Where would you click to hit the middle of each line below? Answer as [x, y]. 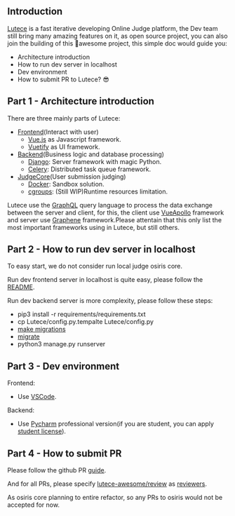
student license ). [42, 431]
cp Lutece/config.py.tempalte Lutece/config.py [86, 322]
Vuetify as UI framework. [64, 147]
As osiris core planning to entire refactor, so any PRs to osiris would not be [115, 498]
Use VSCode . [37, 397]
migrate [28, 337]
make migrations [41, 330]
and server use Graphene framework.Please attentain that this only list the [115, 219]
